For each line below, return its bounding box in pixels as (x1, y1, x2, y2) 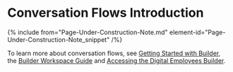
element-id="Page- (169, 28, 226, 36)
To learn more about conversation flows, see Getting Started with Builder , (7, 49, 221, 57)
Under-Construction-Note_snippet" (7, 35, 110, 43)
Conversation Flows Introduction (7, 5, 204, 21)
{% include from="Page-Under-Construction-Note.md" (7, 28, 168, 36)
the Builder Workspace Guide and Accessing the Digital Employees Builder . (7, 56, 226, 64)
